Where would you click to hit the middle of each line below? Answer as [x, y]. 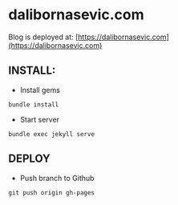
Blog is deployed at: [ [43, 37]
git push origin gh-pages [51, 193]
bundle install [34, 105]
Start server [40, 119]
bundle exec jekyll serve [51, 134]
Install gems [40, 90]
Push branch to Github [57, 178]
